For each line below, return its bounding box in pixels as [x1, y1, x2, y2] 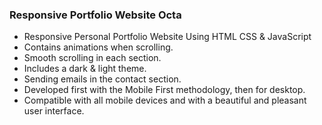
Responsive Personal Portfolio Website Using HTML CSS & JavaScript [23, 31, 312, 43]
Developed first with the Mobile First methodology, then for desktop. [23, 84, 306, 96]
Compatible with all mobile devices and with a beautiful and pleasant [23, 94, 307, 107]
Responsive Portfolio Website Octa [9, 8, 182, 22]
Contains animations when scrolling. [23, 41, 174, 53]
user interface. [23, 105, 85, 117]
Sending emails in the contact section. [23, 73, 182, 85]
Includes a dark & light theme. [23, 63, 147, 75]
